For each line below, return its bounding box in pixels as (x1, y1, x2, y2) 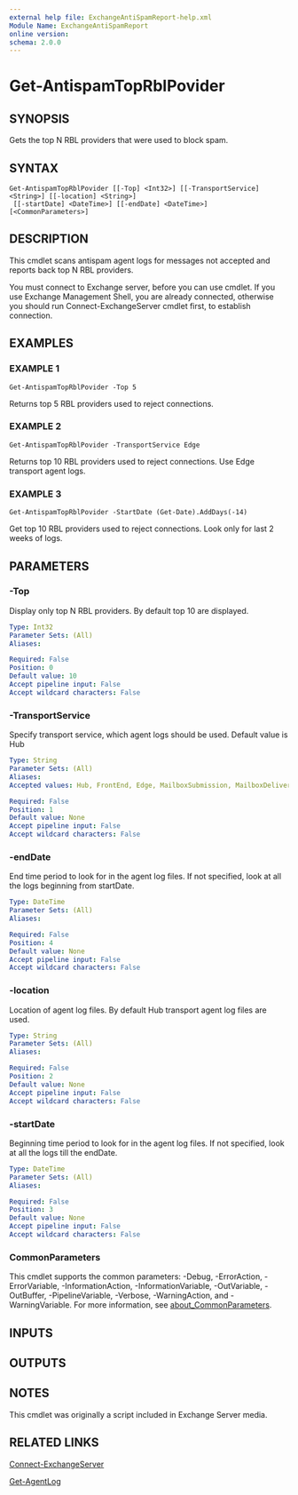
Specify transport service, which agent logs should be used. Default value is (9, 729, 288, 740)
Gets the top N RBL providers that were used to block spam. (9, 135, 229, 146)
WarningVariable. (9, 1300, 73, 1310)
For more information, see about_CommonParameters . (74, 1300, 272, 1310)
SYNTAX (9, 161, 59, 176)
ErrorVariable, (9, 1281, 60, 1292)
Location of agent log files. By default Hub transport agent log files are (9, 1005, 268, 1015)
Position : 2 (9, 1072, 53, 1081)
